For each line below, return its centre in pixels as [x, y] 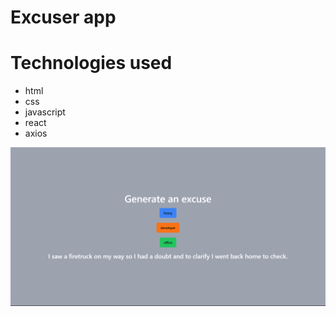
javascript [45, 112]
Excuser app [63, 17]
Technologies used [91, 63]
